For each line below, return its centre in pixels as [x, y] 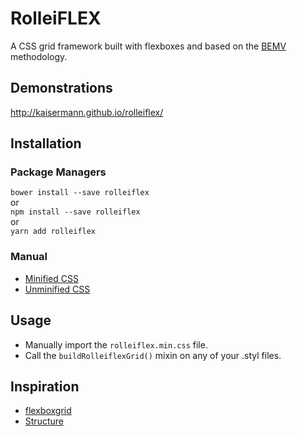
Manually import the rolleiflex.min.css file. [116, 344]
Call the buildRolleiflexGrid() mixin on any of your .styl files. [153, 355]
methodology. [39, 56]
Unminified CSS [57, 289]
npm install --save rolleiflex [75, 212]
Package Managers [58, 172]
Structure [44, 421]
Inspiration [45, 386]
